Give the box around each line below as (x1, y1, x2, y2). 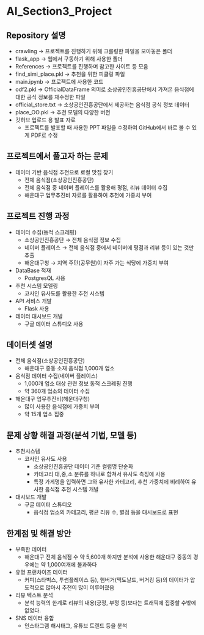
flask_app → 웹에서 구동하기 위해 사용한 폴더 (15, 55, 123, 62)
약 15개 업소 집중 (24, 411, 64, 418)
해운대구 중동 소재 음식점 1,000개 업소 (24, 365, 115, 372)
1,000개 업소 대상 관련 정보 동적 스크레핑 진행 (24, 380, 133, 387)
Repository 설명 (6, 30, 66, 40)
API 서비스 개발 (15, 297, 52, 304)
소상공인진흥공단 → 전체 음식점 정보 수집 (24, 236, 121, 243)
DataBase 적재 (15, 266, 51, 274)
